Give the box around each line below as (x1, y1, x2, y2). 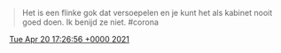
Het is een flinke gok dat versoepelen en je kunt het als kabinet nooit (21, 8, 273, 18)
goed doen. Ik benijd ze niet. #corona (21, 17, 160, 27)
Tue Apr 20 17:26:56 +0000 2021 (8, 34, 130, 44)
